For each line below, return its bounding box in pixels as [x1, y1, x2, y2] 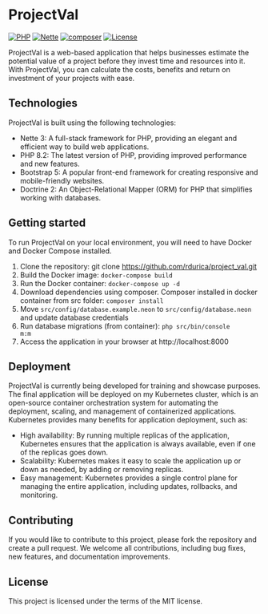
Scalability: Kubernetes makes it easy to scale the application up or [19, 456, 242, 466]
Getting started [8, 216, 86, 230]
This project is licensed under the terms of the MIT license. [8, 596, 202, 606]
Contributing [8, 513, 74, 527]
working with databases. [19, 192, 102, 202]
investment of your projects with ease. [8, 73, 135, 83]
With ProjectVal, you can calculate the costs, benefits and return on [8, 64, 230, 74]
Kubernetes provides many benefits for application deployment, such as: [8, 415, 248, 425]
